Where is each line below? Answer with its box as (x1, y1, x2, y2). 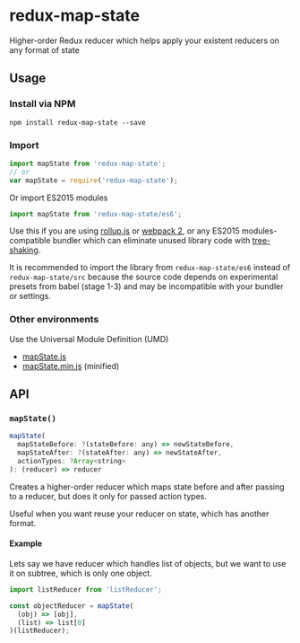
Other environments (9, 313, 99, 326)
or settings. (9, 291, 51, 302)
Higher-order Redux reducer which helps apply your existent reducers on (9, 35, 280, 46)
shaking (9, 244, 39, 256)
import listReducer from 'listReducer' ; (9, 585, 163, 594)
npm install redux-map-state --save (9, 118, 146, 127)
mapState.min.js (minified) (21, 360, 120, 371)
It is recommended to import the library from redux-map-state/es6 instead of (9, 262, 291, 273)
